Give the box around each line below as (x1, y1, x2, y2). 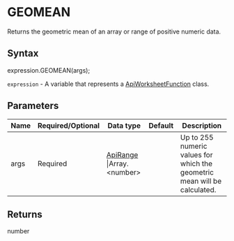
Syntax (7, 48, 39, 59)
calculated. (180, 184, 217, 194)
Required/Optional (37, 120, 100, 130)
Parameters (7, 100, 59, 112)
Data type (107, 120, 141, 130)
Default (148, 120, 174, 130)
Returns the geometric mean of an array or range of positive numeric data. (7, 27, 221, 36)
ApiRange (106, 149, 139, 159)
